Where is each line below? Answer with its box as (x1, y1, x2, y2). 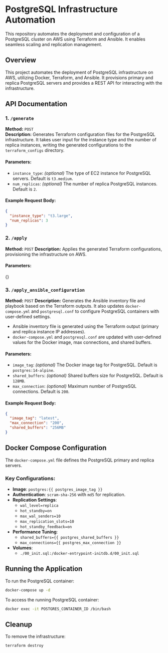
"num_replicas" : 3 (10, 218, 49, 223)
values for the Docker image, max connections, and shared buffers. (12, 339, 152, 345)
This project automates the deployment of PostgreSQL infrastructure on (5, 69, 154, 75)
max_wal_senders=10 (20, 514, 61, 519)
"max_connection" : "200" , (10, 420, 64, 425)
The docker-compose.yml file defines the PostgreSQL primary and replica (5, 457, 154, 463)
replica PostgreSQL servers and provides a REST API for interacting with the (5, 80, 162, 86)
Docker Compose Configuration (5, 444, 107, 452)
